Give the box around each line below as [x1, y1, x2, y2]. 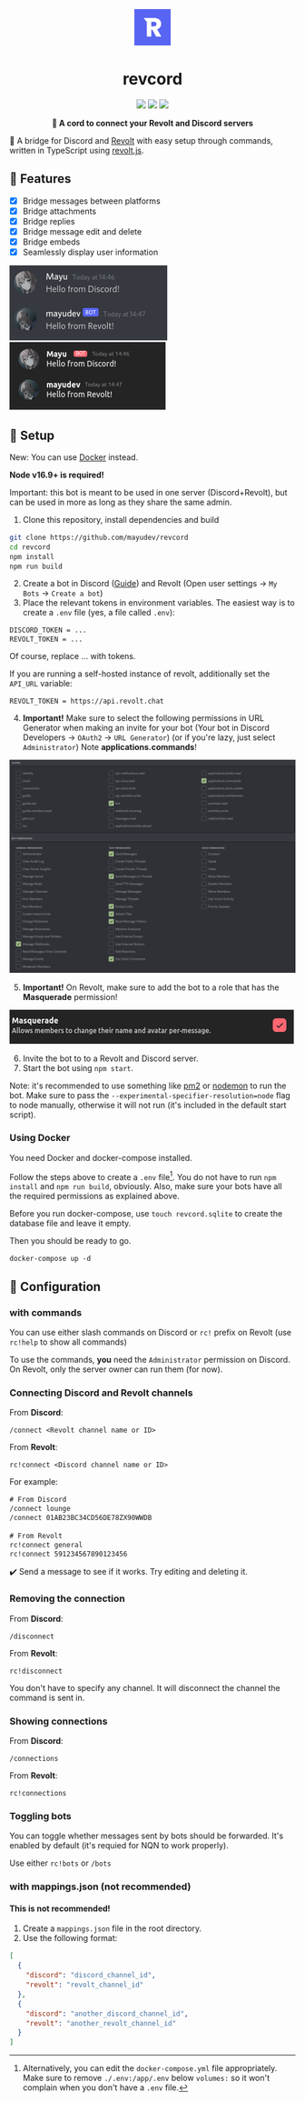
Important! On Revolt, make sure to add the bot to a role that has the [22, 982, 280, 993]
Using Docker [9, 1132, 71, 1145]
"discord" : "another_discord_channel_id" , [25, 2009, 189, 2018]
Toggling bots [9, 1809, 72, 1822]
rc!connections [9, 1789, 67, 1798]
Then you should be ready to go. [9, 1236, 132, 1246]
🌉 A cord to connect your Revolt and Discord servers [51, 117, 254, 128]
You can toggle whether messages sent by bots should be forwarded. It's [9, 1830, 284, 1841]
